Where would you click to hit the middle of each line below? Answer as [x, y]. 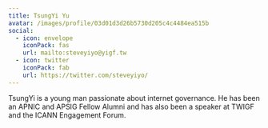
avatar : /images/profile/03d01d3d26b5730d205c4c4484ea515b [109, 23]
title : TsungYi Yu [39, 16]
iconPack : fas [46, 46]
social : [21, 30]
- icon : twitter [42, 61]
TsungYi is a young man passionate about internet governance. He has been [134, 98]
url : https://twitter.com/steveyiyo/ [86, 75]
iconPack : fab [46, 68]
